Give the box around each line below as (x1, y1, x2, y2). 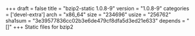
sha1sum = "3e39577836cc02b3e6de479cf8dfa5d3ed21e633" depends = (5, 17, 186, 24)
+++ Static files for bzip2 (13, 23, 74, 30)
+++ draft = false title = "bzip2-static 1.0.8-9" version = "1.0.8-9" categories (5, 5, 189, 12)
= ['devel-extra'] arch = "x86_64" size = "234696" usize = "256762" (5, 11, 172, 18)
